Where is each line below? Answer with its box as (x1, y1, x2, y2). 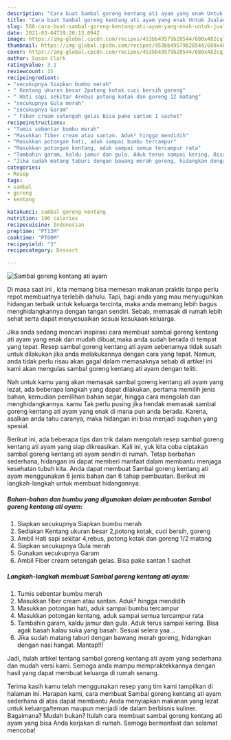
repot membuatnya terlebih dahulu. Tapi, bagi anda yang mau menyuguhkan (7, 292, 223, 301)
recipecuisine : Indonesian (7, 221, 85, 228)
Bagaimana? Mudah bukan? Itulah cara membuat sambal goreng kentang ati (7, 712, 223, 720)
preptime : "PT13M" (7, 228, 60, 234)
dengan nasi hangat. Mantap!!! (16, 641, 104, 649)
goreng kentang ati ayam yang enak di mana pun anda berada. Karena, (7, 408, 208, 416)
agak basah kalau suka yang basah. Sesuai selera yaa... (16, 626, 175, 634)
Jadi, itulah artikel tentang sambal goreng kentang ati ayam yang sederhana (7, 654, 222, 663)
